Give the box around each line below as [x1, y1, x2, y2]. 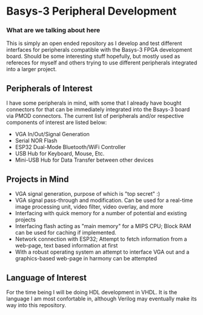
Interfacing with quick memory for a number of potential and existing [15, 210, 187, 217]
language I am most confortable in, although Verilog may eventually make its [6, 295, 197, 302]
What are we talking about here [6, 26, 101, 35]
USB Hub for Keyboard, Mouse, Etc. [15, 150, 105, 157]
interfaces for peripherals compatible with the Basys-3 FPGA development [6, 46, 193, 54]
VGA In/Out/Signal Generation [15, 131, 90, 138]
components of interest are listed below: [6, 119, 107, 126]
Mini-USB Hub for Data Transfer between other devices [15, 156, 154, 164]
